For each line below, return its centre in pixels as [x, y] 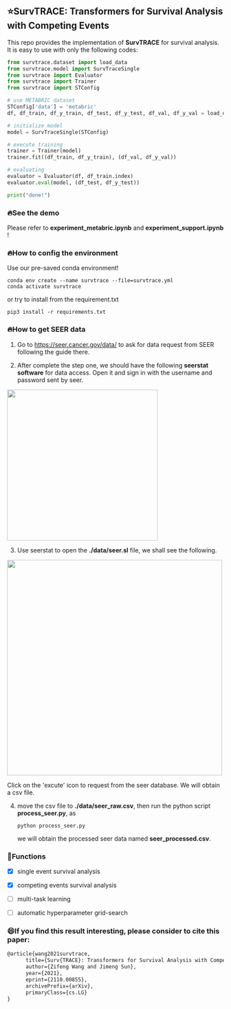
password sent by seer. [50, 380]
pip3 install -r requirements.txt [57, 312]
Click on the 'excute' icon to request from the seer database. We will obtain [113, 785]
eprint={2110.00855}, [56, 979]
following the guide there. [53, 352]
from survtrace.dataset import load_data [67, 62]
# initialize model [35, 126]
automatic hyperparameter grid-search [73, 913]
